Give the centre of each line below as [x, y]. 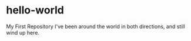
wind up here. [23, 32]
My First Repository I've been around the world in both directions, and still [95, 26]
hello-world [35, 10]
